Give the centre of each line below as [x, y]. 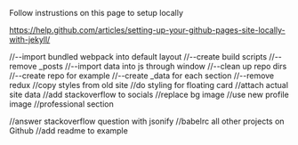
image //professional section [61, 104]
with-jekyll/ [30, 40]
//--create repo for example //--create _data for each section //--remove [142, 76]
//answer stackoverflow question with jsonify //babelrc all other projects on [147, 121]
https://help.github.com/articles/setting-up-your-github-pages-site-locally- [148, 30]
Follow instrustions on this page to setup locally [97, 13]
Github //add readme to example [69, 131]
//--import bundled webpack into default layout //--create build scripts [138, 56]
